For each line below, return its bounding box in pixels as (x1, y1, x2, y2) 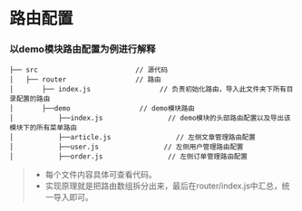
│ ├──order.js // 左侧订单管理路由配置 (9, 152, 248, 161)
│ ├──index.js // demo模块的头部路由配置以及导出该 (9, 114, 291, 123)
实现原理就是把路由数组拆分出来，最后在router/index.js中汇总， (44, 180, 283, 191)
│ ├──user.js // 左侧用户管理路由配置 (9, 142, 244, 152)
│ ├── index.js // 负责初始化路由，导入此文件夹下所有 (9, 85, 287, 94)
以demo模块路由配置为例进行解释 (9, 43, 156, 55)
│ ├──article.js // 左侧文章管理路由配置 (9, 133, 256, 142)
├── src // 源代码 (9, 65, 169, 75)
